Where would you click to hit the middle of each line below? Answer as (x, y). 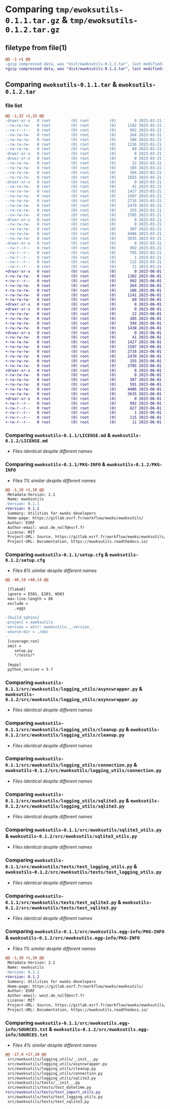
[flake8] (17, 589)
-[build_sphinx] (22, 618)
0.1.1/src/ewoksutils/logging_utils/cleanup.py (65, 730)
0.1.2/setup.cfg (25, 560)
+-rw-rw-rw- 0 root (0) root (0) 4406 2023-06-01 (83, 389)
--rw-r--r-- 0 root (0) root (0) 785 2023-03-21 (83, 253)
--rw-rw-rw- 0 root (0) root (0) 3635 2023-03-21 (83, 239)
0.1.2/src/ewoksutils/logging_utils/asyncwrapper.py (72, 699)
